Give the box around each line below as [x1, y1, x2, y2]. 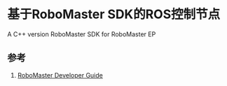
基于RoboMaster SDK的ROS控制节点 [7, 6, 221, 22]
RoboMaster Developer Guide [17, 71, 103, 79]
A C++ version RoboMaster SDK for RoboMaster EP [7, 29, 156, 38]
